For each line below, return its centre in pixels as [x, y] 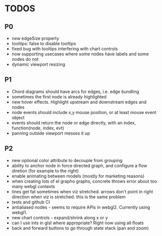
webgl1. [19, 212]
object [18, 118]
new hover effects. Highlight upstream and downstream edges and [79, 102]
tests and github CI [31, 202]
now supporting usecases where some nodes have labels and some [80, 54]
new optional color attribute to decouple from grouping [67, 160]
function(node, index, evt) [38, 128]
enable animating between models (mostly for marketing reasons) [78, 176]
